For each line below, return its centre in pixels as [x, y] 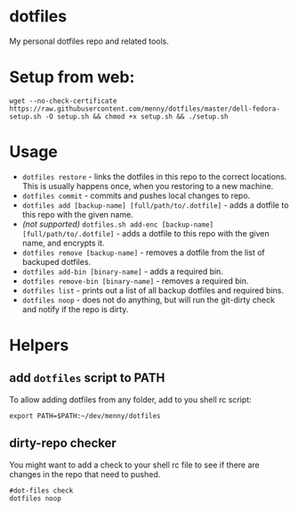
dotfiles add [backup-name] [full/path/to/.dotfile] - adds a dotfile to [155, 205]
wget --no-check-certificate [63, 101]
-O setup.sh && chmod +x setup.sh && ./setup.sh [137, 116]
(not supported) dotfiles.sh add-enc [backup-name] [118, 224]
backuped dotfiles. [56, 261]
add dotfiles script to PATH [87, 378]
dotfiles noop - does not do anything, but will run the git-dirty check [149, 300]
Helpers [39, 345]
